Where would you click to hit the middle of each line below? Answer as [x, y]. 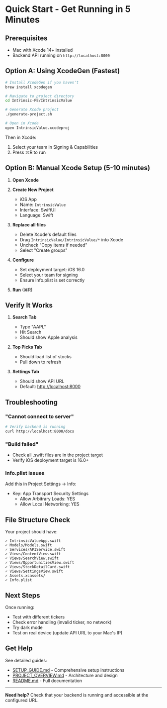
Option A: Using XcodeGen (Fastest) [63, 71]
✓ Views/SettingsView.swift [34, 571]
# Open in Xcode [22, 123]
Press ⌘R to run [29, 152]
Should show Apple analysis [49, 337]
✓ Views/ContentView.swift [33, 554]
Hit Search [31, 332]
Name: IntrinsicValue [43, 204]
